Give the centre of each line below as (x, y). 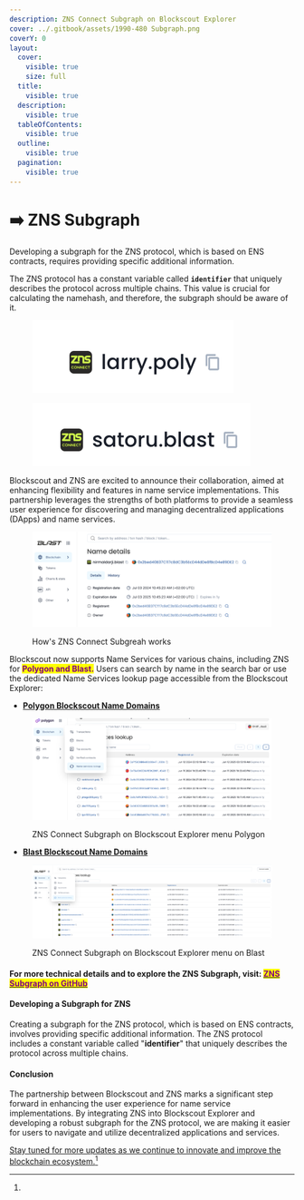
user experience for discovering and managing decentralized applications (147, 509)
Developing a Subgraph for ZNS (70, 1004)
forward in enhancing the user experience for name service (120, 1104)
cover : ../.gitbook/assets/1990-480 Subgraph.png (105, 29)
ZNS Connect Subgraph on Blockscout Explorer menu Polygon (148, 834)
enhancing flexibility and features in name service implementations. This (144, 490)
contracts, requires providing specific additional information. (122, 261)
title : (30, 86)
